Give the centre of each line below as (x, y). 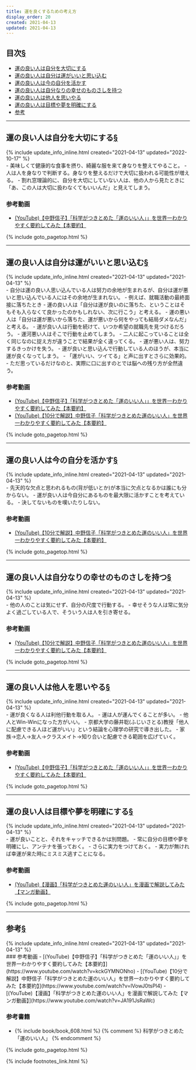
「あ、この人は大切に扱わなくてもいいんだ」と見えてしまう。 (80, 187)
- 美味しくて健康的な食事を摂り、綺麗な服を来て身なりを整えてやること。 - (97, 165)
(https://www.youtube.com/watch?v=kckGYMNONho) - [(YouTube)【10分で (97, 971)
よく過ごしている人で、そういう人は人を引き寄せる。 (70, 612)
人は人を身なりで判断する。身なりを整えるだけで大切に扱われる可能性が (93, 173)
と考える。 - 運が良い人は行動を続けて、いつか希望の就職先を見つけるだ (93, 326)
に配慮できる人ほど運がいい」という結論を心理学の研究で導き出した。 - (92, 729)
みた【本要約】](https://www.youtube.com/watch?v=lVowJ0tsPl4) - (86, 986)
